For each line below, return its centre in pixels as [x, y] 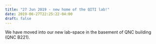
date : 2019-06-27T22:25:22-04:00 [39, 14]
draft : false [18, 18]
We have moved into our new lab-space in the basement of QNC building [78, 32]
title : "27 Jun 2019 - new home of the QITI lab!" [57, 9]
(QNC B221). [17, 37]
